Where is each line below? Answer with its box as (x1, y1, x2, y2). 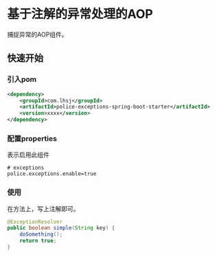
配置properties (7, 133, 57, 143)
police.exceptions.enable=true (7, 170, 97, 177)
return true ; (19, 238, 57, 245)
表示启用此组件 (7, 150, 49, 159)
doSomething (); (19, 231, 63, 238)
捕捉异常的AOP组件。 (7, 30, 68, 38)
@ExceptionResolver (7, 218, 63, 225)
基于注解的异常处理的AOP (7, 6, 153, 22)
